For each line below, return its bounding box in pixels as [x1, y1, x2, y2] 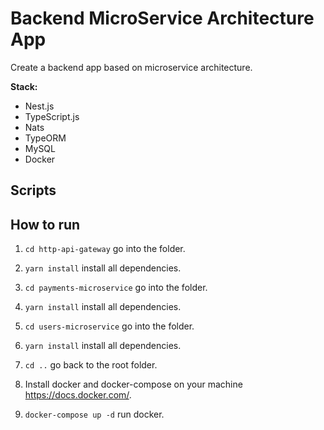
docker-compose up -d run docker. [24, 408, 165, 421]
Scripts [10, 182, 57, 199]
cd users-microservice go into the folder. [24, 320, 195, 332]
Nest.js [24, 100, 55, 112]
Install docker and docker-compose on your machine [24, 378, 243, 391]
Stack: [10, 80, 38, 92]
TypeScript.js [24, 110, 80, 122]
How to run [10, 216, 81, 233]
